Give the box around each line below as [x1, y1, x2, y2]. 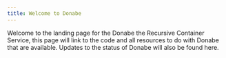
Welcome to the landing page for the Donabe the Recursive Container [7, 29, 205, 37]
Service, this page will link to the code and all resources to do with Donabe [7, 35, 219, 44]
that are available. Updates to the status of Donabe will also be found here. [7, 43, 219, 51]
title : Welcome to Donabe [7, 10, 81, 17]
